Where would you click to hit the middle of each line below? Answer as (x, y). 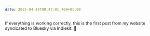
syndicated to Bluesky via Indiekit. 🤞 (41, 28)
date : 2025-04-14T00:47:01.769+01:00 (43, 9)
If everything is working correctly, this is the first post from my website (75, 23)
